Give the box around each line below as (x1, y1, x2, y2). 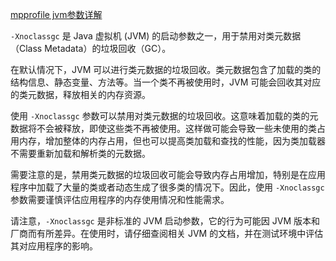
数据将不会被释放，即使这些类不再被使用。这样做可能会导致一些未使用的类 (10, 123, 317, 134)
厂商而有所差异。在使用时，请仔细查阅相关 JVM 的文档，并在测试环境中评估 (10, 228, 324, 239)
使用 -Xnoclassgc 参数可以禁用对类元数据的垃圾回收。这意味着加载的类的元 (10, 110, 319, 122)
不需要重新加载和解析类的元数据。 (10, 148, 151, 159)
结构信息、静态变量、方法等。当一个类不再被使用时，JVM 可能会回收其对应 (10, 76, 322, 88)
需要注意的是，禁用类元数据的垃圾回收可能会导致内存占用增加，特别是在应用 (10, 169, 326, 180)
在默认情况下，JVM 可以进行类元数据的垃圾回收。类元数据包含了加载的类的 (10, 64, 322, 75)
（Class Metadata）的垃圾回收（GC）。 (10, 43, 172, 54)
